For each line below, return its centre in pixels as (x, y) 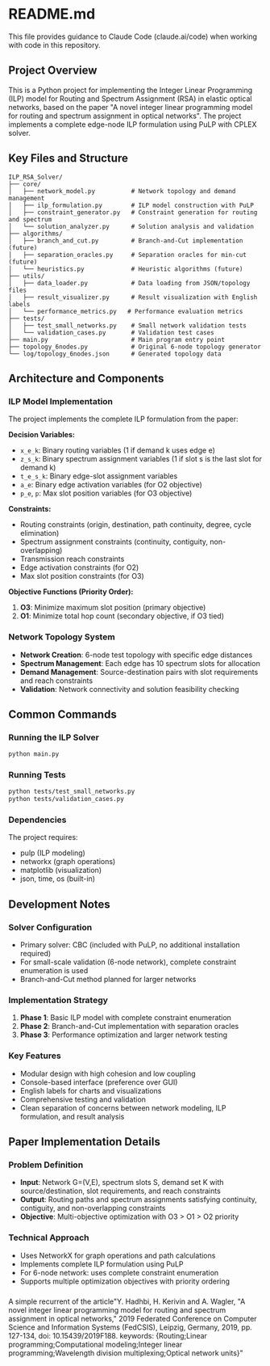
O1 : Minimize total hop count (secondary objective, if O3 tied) (122, 616)
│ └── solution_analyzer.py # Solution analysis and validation (131, 226)
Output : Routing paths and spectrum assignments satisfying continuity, (139, 1199)
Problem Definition (46, 1165)
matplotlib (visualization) (61, 871)
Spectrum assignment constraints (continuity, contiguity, (114, 542)
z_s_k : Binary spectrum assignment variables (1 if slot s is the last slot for (141, 459)
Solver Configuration (50, 927)
